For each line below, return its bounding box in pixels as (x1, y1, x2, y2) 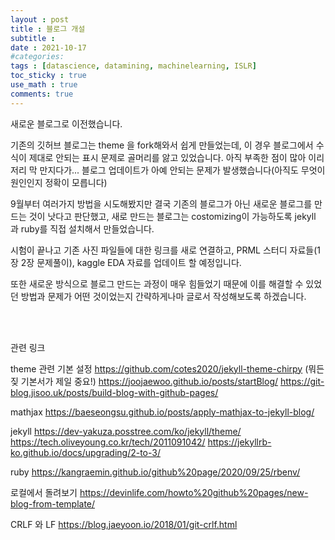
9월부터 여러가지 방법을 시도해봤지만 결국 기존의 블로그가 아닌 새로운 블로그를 (10, 197, 313, 210)
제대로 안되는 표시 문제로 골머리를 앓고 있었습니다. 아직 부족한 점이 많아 (28, 151, 307, 163)
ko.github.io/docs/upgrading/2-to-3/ (10, 446, 161, 458)
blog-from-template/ (10, 497, 96, 510)
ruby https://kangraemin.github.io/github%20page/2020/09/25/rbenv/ (10, 466, 301, 478)
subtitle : (10, 33, 56, 43)
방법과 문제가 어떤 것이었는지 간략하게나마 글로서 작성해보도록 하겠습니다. (20, 290, 307, 302)
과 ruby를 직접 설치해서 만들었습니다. (10, 222, 155, 235)
